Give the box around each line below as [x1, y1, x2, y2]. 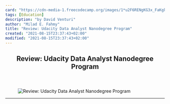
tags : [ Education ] [5, 12, 44, 17]
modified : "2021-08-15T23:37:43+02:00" [5, 36, 90, 41]
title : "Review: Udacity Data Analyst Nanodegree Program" [5, 26, 133, 31]
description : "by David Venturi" [5, 17, 76, 22]
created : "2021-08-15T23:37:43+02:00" [5, 31, 87, 36]
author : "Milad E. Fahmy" [5, 21, 60, 27]
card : [5, 7, 17, 13]
